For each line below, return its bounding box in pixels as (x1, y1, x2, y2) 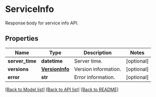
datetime (41, 57, 63, 64)
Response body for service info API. (5, 20, 79, 26)
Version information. (74, 66, 121, 73)
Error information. (74, 74, 115, 81)
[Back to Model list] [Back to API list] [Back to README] (5, 86, 119, 93)
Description (83, 49, 112, 56)
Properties (5, 34, 39, 43)
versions (7, 66, 29, 73)
